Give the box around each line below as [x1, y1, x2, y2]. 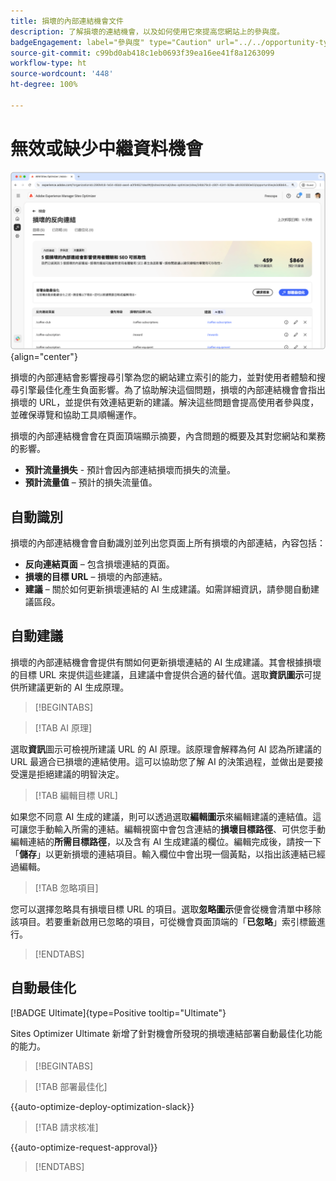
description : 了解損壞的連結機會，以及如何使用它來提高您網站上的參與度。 [10, 26, 285, 37]
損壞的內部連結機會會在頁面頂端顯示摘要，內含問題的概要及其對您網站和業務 [10, 430, 326, 442]
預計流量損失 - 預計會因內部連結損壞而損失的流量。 [24, 464, 237, 476]
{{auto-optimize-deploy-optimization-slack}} [10, 1100, 195, 1112]
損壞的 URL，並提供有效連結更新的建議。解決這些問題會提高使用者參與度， [10, 396, 320, 409]
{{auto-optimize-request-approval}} [10, 1141, 158, 1153]
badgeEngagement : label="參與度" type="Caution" [10, 37, 213, 47]
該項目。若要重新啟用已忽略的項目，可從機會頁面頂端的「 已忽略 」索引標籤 [10, 915, 317, 927]
